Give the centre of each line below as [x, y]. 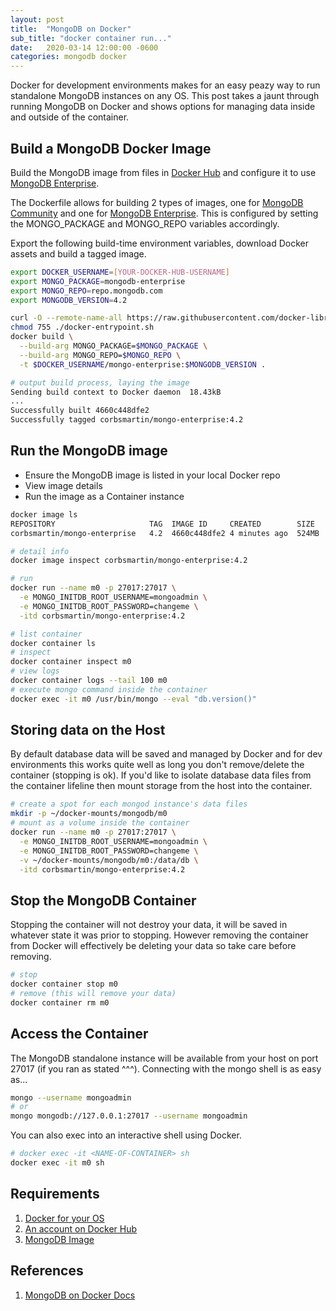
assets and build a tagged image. [78, 253]
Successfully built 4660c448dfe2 [80, 411]
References [47, 1271]
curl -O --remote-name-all [66, 318]
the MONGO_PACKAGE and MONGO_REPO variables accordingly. [145, 223]
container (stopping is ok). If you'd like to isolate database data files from [161, 775]
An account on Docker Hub [81, 1228]
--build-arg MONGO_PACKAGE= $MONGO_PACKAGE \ [113, 346]
